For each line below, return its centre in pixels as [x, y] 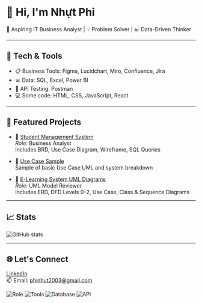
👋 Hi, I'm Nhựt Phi [50, 12]
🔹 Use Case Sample [39, 161]
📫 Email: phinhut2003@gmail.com [49, 280]
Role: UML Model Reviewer [48, 185]
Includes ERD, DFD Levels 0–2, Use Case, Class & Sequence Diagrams [102, 192]
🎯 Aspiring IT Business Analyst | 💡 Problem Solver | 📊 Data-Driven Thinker [99, 29]
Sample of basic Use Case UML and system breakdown [84, 167]
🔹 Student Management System [54, 136]
